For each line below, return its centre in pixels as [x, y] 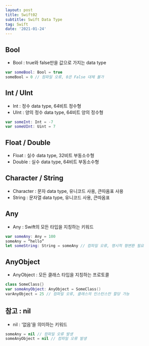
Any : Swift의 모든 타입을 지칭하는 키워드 [53, 227]
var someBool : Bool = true [34, 72]
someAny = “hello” [25, 241]
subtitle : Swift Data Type [34, 19]
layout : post [19, 10]
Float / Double [28, 143]
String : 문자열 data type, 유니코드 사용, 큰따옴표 [61, 197]
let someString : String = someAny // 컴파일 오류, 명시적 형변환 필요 [74, 246]
